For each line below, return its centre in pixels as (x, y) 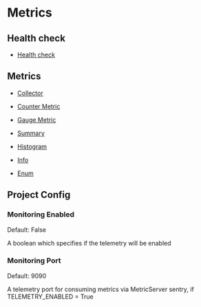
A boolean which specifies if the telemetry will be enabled (89, 243)
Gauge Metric (36, 119)
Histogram (32, 146)
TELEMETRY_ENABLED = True (51, 296)
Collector (30, 93)
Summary (31, 133)
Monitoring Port (34, 261)
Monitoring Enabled (41, 215)
